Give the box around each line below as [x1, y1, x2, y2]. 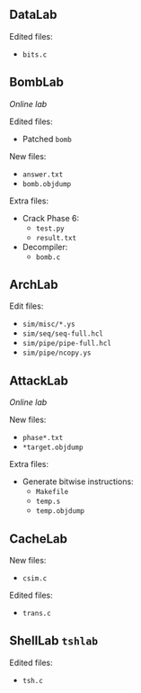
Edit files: [9, 301, 44, 311]
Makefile [35, 488, 69, 497]
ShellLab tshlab [9, 634, 99, 649]
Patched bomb [22, 133, 72, 144]
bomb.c [35, 252, 61, 262]
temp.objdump [35, 507, 85, 516]
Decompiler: [22, 241, 68, 252]
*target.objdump [22, 443, 84, 453]
